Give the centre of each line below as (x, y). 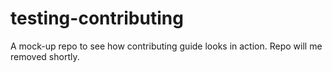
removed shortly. (45, 56)
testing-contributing (97, 18)
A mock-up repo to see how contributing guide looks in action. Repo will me (166, 46)
